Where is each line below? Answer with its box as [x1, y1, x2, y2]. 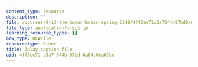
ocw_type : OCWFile [6, 36, 51, 41]
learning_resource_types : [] [6, 30, 78, 36]
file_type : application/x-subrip [6, 24, 88, 31]
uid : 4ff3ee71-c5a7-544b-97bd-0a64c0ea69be [6, 52, 115, 58]
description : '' [6, 14, 46, 20]
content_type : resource [6, 8, 65, 15]
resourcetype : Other [6, 41, 57, 47]
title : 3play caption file [6, 47, 72, 52]
